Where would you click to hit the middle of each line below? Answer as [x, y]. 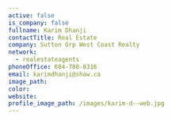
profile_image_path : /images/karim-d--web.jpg [86, 103]
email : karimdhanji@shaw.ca [55, 74]
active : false [32, 15]
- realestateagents [48, 60]
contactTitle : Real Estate [53, 37]
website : [23, 96]
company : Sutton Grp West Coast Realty [74, 45]
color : [19, 89]
